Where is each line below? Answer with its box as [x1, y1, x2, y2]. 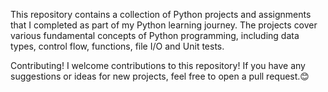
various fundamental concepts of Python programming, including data [10, 30, 300, 41]
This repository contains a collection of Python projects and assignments [10, 9, 312, 20]
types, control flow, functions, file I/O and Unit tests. [10, 40, 225, 52]
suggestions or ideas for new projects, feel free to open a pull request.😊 [10, 70, 310, 82]
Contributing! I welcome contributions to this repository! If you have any [10, 60, 306, 71]
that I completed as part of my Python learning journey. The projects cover [10, 19, 318, 31]
